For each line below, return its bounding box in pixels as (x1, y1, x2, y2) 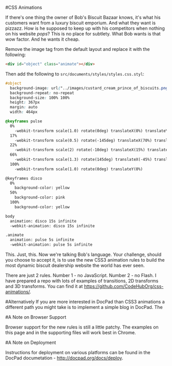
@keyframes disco (5, 176, 42, 181)
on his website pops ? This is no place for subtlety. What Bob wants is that (5, 31, 161, 36)
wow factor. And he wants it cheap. (5, 36, 80, 42)
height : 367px (10, 100, 40, 105)
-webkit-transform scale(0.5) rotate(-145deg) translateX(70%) (14, 138, 153, 143)
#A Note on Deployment (5, 339, 56, 345)
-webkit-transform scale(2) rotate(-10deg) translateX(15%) (14, 148, 145, 153)
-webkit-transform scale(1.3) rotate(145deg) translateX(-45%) (14, 157, 153, 162)
